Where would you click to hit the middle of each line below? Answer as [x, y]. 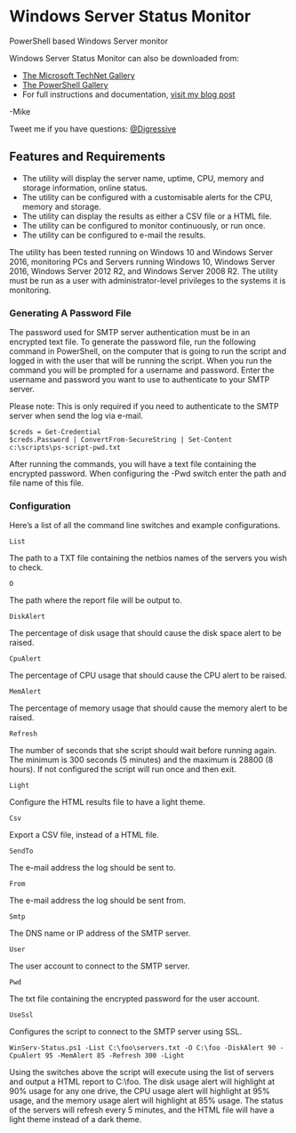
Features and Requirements [88, 157]
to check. [26, 567]
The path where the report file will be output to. [96, 600]
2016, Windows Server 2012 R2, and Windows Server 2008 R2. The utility [144, 271]
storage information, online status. [85, 188]
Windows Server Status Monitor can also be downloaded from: [124, 58]
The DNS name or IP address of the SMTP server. [100, 933]
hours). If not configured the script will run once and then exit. [123, 769]
